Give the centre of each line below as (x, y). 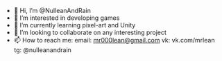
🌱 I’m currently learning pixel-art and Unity (75, 25)
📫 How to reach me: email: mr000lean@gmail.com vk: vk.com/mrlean (114, 40)
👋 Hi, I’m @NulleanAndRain (52, 11)
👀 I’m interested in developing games (67, 18)
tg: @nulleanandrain (42, 50)
